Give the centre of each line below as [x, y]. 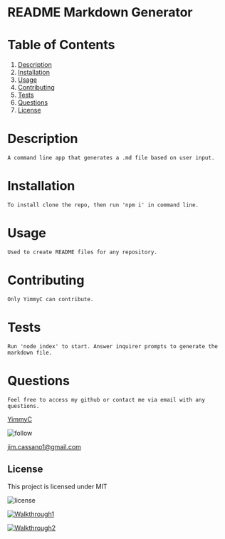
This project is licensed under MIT [58, 486]
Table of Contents [61, 45]
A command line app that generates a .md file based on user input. [111, 158]
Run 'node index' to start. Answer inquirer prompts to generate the [113, 346]
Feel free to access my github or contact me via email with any [106, 399]
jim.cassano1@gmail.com [45, 446]
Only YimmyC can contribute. [51, 299]
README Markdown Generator [100, 12]
